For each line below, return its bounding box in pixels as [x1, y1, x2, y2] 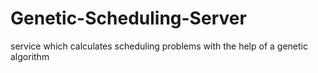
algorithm [10, 50, 50, 62]
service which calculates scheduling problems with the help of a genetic [10, 40, 308, 52]
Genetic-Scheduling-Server [10, 7, 247, 30]
